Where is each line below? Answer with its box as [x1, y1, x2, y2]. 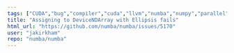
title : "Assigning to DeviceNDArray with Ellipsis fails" [7, 17, 179, 23]
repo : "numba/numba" [7, 36, 68, 43]
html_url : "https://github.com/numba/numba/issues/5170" [7, 23, 176, 30]
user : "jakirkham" [7, 29, 61, 36]
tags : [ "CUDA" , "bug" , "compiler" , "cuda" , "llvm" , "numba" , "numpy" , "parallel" [7, 10, 229, 17]
